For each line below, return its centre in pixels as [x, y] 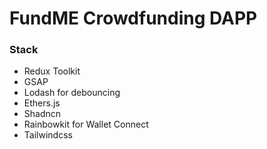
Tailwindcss [48, 135]
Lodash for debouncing [72, 93]
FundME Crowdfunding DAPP [133, 18]
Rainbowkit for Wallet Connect [86, 124]
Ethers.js [42, 103]
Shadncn [42, 114]
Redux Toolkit [52, 71]
